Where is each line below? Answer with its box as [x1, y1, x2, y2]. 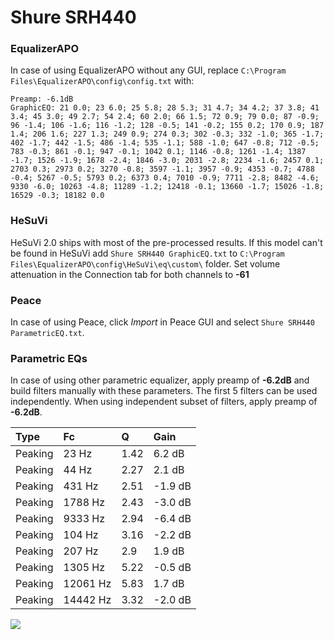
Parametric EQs [10, 352, 88, 365]
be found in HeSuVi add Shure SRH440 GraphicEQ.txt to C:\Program [10, 247, 285, 259]
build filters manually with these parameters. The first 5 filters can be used [10, 385, 318, 397]
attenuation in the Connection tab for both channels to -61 [10, 268, 250, 280]
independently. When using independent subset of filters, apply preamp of [10, 396, 318, 408]
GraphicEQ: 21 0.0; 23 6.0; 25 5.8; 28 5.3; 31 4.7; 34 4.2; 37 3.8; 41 [10, 103, 320, 113]
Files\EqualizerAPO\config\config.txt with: [10, 75, 195, 87]
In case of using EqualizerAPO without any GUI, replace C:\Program [10, 64, 287, 76]
